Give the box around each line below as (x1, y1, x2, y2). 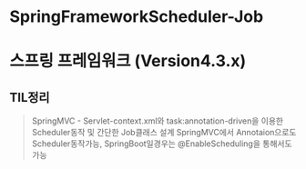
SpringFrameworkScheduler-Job (9, 6, 264, 27)
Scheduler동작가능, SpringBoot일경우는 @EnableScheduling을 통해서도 (31, 138, 293, 149)
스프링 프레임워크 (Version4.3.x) (9, 51, 247, 72)
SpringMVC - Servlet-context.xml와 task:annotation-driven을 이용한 (31, 115, 284, 126)
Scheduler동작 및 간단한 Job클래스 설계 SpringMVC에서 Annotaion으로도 (31, 127, 297, 138)
